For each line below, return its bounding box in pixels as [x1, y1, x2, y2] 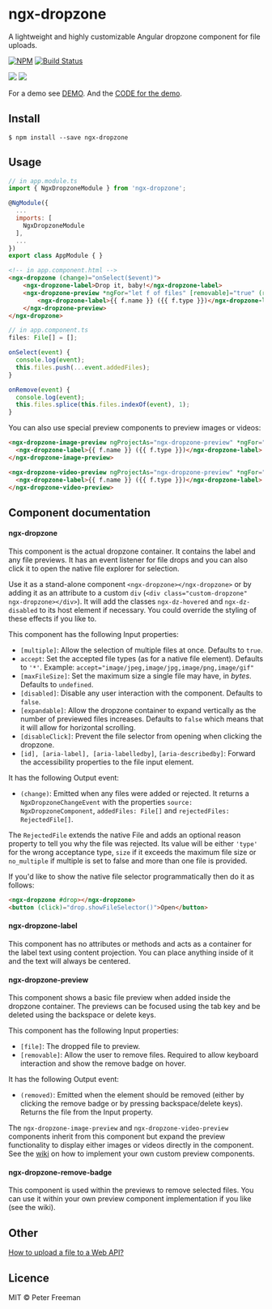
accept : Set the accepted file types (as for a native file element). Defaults [19, 654, 264, 664]
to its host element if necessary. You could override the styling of [39, 605, 257, 615]
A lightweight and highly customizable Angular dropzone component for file [8, 32, 261, 41]
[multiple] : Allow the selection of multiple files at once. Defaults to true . [19, 645, 263, 655]
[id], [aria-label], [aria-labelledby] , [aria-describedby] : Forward [19, 749, 256, 759]
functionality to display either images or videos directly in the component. [8, 1140, 254, 1150]
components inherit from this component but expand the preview [8, 1131, 226, 1141]
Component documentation [8, 506, 151, 520]
